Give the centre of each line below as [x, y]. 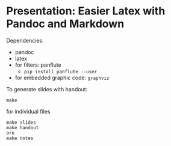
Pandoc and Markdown [65, 24]
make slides [21, 122]
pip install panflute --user [61, 71]
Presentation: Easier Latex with [86, 11]
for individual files [28, 111]
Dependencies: [25, 40]
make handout [23, 127]
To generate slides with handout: [47, 89]
